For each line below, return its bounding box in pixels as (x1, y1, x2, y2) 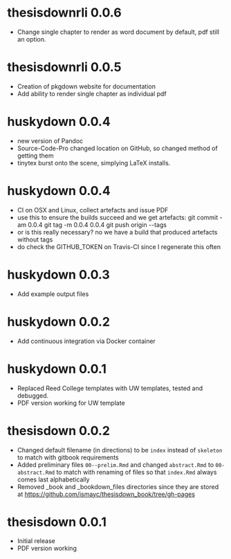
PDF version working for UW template (17, 398, 126, 407)
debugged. (17, 391, 49, 399)
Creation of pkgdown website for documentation (17, 82, 156, 91)
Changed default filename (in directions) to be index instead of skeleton (17, 446, 223, 454)
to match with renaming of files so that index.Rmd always (56, 468, 217, 476)
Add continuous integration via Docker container (17, 337, 156, 345)
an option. (17, 35, 46, 43)
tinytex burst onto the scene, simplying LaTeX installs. (17, 158, 171, 167)
